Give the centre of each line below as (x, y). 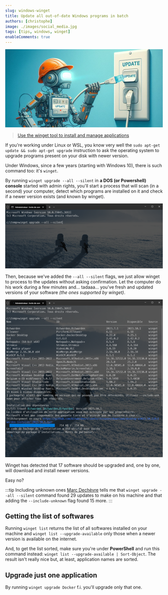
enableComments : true (28, 37)
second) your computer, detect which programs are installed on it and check (84, 191)
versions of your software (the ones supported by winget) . (65, 292)
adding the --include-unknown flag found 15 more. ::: (59, 500)
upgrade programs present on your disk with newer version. (67, 156)
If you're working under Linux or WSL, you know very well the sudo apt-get (83, 145)
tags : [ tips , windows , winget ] (38, 32)
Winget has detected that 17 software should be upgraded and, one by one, (83, 465)
